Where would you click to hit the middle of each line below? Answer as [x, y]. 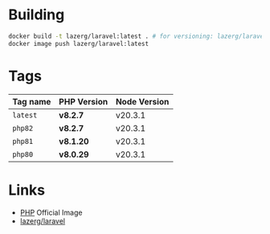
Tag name [32, 101]
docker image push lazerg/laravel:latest [79, 43]
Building [37, 15]
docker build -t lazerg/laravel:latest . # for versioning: [111, 36]
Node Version [142, 101]
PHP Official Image [51, 212]
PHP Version [84, 101]
